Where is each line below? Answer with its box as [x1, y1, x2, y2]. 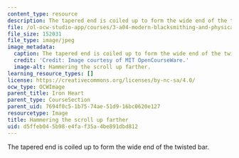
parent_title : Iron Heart [7, 90, 84, 97]
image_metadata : [7, 43, 55, 51]
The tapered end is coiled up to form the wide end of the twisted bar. [7, 142, 210, 151]
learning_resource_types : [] [7, 70, 94, 77]
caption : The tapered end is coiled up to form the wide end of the [14, 51, 221, 58]
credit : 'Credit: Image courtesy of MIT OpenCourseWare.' [14, 57, 190, 64]
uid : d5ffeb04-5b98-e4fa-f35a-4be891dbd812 [7, 122, 139, 130]
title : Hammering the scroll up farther [7, 116, 129, 123]
